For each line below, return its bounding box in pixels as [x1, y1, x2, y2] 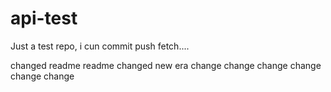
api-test [10, 7, 78, 30]
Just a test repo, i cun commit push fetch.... [10, 40, 190, 52]
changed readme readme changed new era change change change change [10, 59, 322, 71]
